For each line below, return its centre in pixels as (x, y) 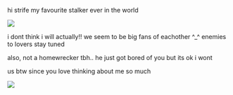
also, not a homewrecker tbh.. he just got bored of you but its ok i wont (110, 58)
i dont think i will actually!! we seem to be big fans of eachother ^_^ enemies (117, 37)
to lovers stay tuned (36, 44)
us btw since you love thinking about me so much (79, 71)
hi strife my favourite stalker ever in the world (73, 10)
